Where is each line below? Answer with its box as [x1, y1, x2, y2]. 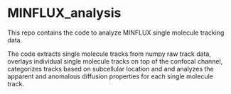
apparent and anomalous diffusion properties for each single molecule [7, 72, 213, 81]
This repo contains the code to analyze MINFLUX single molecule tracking [7, 28, 225, 37]
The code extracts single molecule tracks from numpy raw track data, [7, 49, 212, 58]
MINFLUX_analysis [7, 5, 122, 21]
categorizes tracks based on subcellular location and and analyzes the [7, 64, 215, 73]
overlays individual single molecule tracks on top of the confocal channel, [7, 57, 223, 65]
